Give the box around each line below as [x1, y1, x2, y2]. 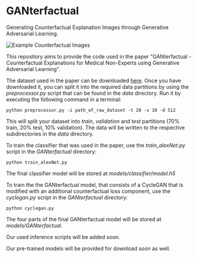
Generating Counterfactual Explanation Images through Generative [6, 24, 169, 31]
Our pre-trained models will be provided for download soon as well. [6, 244, 170, 252]
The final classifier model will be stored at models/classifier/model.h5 [6, 170, 176, 177]
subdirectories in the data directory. [6, 130, 94, 137]
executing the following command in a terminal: [6, 96, 122, 103]
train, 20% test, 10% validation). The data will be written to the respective [6, 124, 185, 131]
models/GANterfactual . [6, 222, 63, 229]
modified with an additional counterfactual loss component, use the [6, 188, 170, 195]
